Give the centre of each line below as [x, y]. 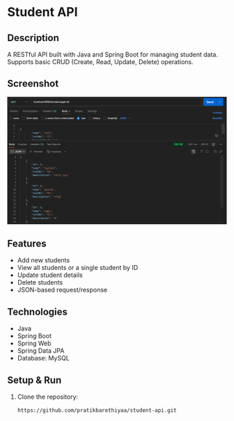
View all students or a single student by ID [78, 268]
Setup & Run [34, 380]
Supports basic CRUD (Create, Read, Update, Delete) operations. [100, 62]
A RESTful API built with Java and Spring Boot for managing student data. [112, 54]
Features [27, 244]
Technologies [38, 311]
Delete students [40, 283]
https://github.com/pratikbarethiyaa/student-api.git [97, 411]
